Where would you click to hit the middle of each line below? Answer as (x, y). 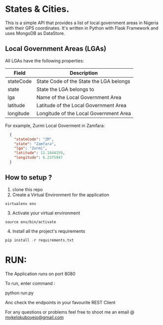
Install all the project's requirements (49, 231)
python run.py (19, 293)
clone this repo (27, 189)
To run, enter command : (30, 283)
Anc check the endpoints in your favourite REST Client (60, 302)
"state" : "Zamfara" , (35, 144)
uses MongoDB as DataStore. (35, 33)
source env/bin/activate (31, 222)
